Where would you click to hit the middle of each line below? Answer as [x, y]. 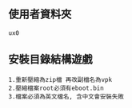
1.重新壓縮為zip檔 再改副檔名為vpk [60, 79]
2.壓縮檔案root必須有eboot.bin [56, 88]
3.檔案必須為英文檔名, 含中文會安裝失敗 [66, 96]
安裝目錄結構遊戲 [50, 59]
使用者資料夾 [40, 14]
